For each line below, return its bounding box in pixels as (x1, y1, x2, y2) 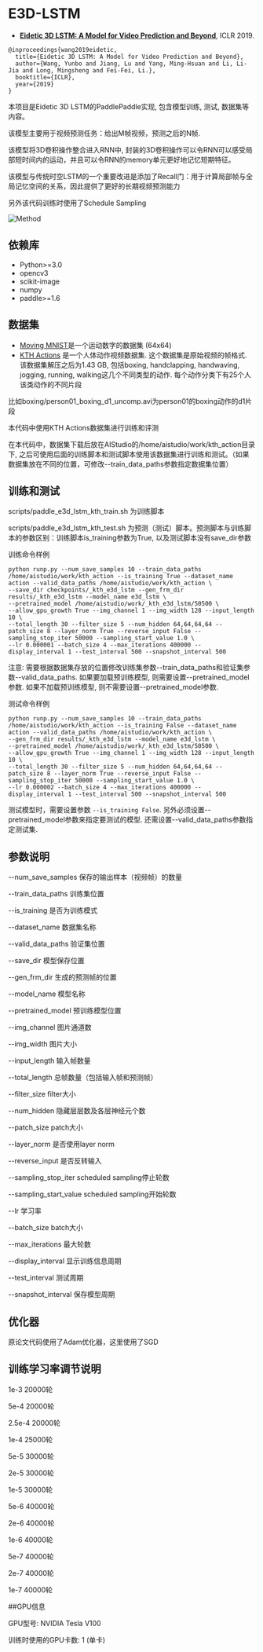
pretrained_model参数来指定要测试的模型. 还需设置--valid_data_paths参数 (8, 815, 247, 825)
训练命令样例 (8, 550, 49, 559)
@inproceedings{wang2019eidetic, (8, 46, 118, 53)
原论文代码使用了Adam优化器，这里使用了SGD (8, 1337, 159, 1346)
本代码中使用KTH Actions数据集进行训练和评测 (8, 423, 159, 432)
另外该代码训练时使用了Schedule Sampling (8, 198, 147, 207)
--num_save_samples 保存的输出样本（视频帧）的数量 (8, 873, 183, 882)
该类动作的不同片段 (19, 379, 82, 389)
